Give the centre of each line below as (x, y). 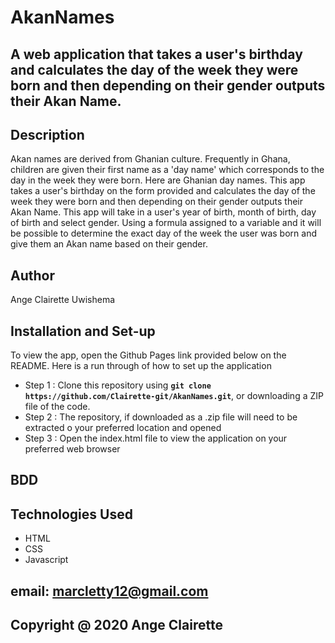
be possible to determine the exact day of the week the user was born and (163, 233)
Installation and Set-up (83, 331)
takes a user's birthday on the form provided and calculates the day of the (163, 191)
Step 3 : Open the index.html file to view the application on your (156, 438)
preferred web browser (72, 449)
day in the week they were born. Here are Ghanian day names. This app (158, 180)
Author (32, 275)
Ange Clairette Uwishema (63, 300)
